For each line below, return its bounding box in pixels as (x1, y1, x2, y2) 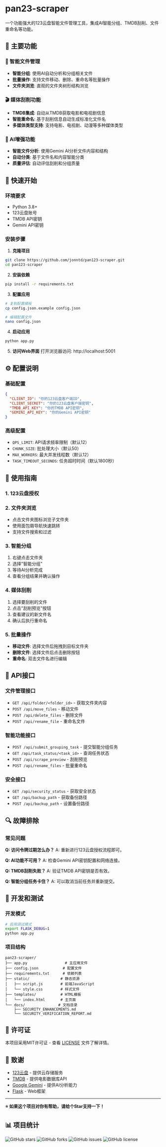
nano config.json (5, 319, 41, 324)
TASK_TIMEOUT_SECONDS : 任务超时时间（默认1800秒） (12, 458, 117, 464)
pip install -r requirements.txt (5, 281, 74, 287)
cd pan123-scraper (5, 263, 43, 267)
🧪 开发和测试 (5, 894, 43, 903)
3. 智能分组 (5, 542, 32, 549)
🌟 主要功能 (5, 42, 37, 50)
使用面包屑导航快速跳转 (12, 523, 60, 529)
